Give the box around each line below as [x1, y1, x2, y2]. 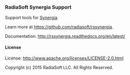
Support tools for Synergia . [5, 15, 59, 21]
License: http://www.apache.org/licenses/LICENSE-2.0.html [5, 55, 124, 61]
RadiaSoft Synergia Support [5, 4, 72, 11]
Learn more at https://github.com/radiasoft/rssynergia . [5, 24, 114, 30]
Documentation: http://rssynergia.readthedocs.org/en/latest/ [5, 33, 125, 39]
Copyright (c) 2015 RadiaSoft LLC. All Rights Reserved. [5, 64, 113, 70]
